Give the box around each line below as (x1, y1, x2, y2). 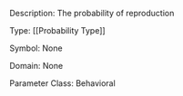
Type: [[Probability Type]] (9, 25, 107, 35)
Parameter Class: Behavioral (9, 78, 116, 89)
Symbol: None (9, 43, 63, 53)
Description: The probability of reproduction (9, 8, 175, 18)
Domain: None (9, 61, 64, 71)
